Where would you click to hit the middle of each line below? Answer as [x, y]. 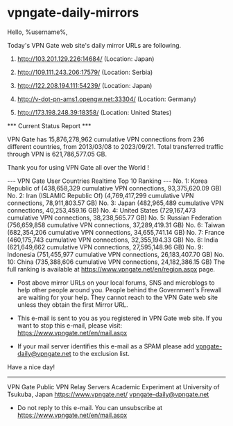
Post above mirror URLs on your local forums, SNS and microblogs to [116, 283]
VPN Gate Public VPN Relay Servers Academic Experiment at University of [113, 387]
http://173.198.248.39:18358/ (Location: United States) [94, 112]
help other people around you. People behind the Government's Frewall [119, 290]
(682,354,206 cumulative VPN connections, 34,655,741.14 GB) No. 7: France [116, 232]
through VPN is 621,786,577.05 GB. [57, 154]
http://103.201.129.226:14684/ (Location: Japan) [86, 59]
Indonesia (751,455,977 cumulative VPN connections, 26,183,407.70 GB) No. [116, 254]
